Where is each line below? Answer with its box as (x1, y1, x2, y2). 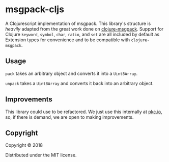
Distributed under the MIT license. (5, 152, 77, 158)
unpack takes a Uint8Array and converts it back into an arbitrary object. (5, 80, 154, 86)
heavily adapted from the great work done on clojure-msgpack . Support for (5, 25, 164, 32)
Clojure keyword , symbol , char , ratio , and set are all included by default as (5, 31, 159, 37)
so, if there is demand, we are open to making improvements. (5, 114, 134, 120)
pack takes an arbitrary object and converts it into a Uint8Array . (5, 70, 138, 76)
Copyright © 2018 (5, 142, 43, 148)
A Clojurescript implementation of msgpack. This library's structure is (5, 20, 151, 26)
